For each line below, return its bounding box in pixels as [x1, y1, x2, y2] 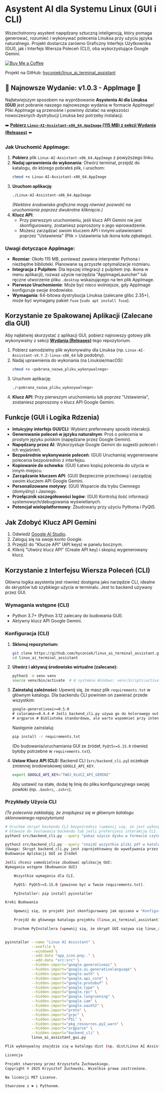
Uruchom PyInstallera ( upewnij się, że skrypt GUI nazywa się [14, 926, 143, 931]
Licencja [5, 1052, 23, 1057]
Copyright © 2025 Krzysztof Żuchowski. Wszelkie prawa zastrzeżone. [5, 1066, 147, 1071]
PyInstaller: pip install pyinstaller [14, 891, 93, 896]
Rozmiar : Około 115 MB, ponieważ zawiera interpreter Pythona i [12, 256, 140, 262]
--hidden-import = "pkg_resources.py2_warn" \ [31, 1021, 123, 1027]
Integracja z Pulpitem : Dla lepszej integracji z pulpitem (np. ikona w [12, 266, 149, 272]
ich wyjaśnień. [12, 447, 41, 453]
